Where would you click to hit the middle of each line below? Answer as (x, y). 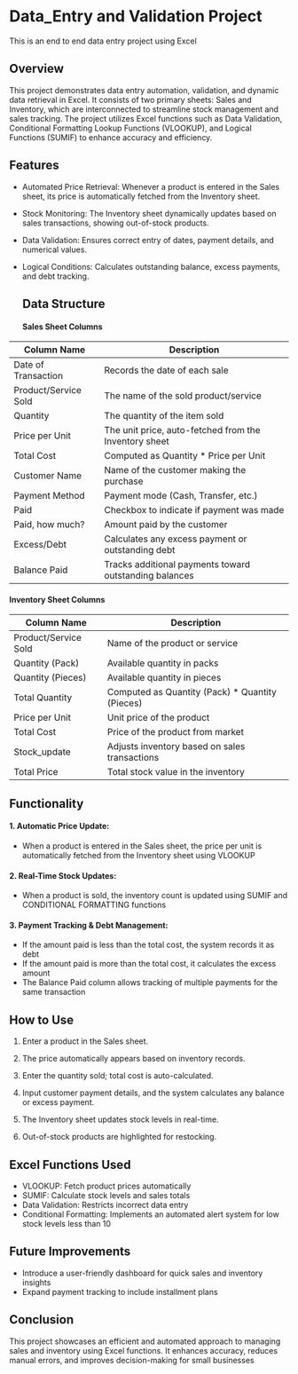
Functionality (47, 804)
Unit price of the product (158, 718)
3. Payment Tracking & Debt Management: (89, 925)
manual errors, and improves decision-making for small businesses (132, 1360)
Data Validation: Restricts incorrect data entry (105, 1204)
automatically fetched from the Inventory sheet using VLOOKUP (138, 855)
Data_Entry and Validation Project (136, 16)
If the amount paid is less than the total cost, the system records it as (148, 945)
